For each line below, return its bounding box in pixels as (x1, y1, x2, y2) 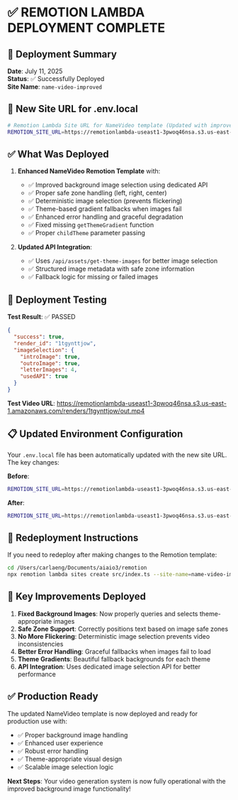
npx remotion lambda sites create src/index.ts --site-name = (7, 571, 192, 578)
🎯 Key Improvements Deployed (7, 590, 147, 602)
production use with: (7, 717, 67, 725)
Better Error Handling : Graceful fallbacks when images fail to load (17, 647, 211, 656)
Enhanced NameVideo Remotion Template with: (17, 167, 161, 175)
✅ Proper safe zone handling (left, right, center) (28, 189, 168, 198)
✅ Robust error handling (17, 747, 89, 755)
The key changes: (7, 458, 60, 466)
